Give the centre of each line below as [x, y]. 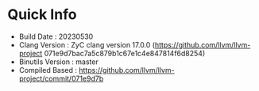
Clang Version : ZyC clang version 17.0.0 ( [87, 44]
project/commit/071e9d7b [61, 78]
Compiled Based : [48, 70]
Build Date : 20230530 [56, 36]
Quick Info [42, 15]
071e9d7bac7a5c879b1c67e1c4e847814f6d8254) [125, 53]
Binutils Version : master [58, 62]
